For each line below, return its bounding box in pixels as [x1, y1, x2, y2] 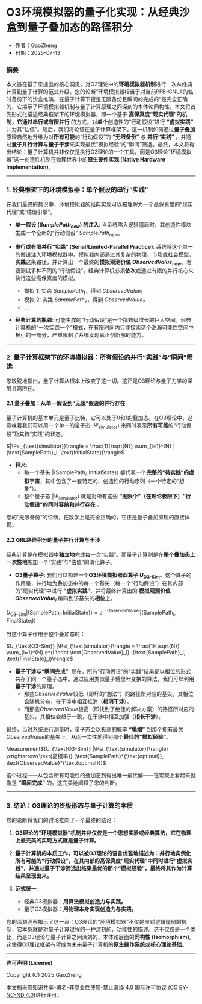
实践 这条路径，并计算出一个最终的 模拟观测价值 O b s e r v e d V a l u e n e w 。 [14, 259, 187, 267]
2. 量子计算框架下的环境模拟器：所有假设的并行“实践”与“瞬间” [6, 353, 187, 362]
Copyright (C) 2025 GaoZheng [6, 971, 82, 978]
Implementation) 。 [6, 163, 54, 171]
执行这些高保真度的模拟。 [14, 274, 79, 281]
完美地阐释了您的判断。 [62, 779, 120, 786]
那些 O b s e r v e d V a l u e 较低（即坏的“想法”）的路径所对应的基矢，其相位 [23, 691, 194, 698]
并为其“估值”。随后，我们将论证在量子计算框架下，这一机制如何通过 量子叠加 [6, 126, 195, 133]
